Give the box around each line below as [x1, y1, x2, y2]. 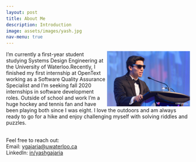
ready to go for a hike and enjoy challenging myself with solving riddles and [6, 113, 188, 120]
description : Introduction [6, 22, 72, 27]
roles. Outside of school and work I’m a [6, 94, 100, 102]
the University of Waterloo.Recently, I [6, 63, 96, 70]
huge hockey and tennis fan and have [6, 101, 96, 108]
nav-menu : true [6, 34, 43, 40]
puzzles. [6, 119, 27, 126]
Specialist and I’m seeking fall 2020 [6, 82, 92, 89]
